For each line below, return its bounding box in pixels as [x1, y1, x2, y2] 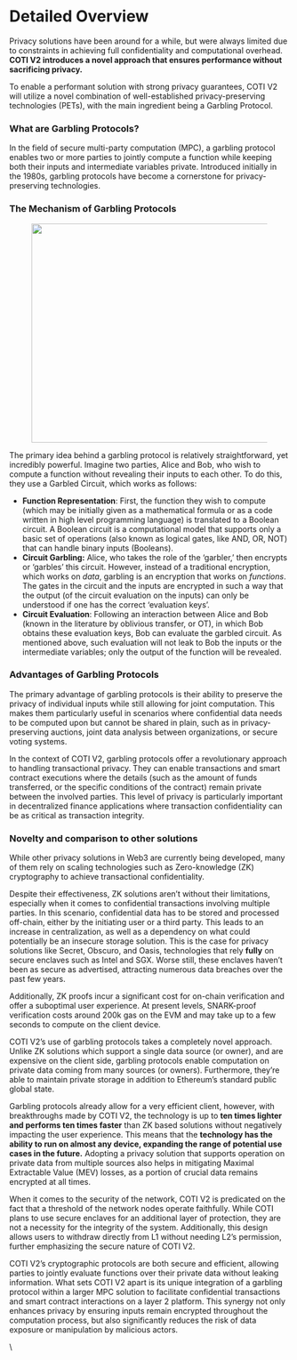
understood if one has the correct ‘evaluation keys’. [21, 599, 211, 610]
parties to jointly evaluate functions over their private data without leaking [9, 1267, 279, 1278]
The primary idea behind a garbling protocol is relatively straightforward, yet [9, 449, 289, 460]
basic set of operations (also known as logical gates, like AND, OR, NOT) [21, 533, 288, 543]
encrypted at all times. [9, 1177, 92, 1187]
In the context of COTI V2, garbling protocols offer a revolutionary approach [9, 753, 287, 764]
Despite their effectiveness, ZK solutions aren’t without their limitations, [9, 889, 270, 899]
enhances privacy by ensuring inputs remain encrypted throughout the [9, 1306, 269, 1316]
